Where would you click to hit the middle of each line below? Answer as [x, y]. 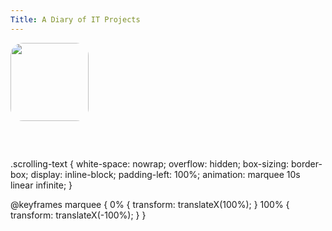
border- [307, 163]
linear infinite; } [41, 185]
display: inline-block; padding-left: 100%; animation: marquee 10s [165, 174]
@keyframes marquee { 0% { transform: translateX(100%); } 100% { [150, 204]
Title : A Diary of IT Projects [75, 19]
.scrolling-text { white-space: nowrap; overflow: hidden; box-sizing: [150, 163]
